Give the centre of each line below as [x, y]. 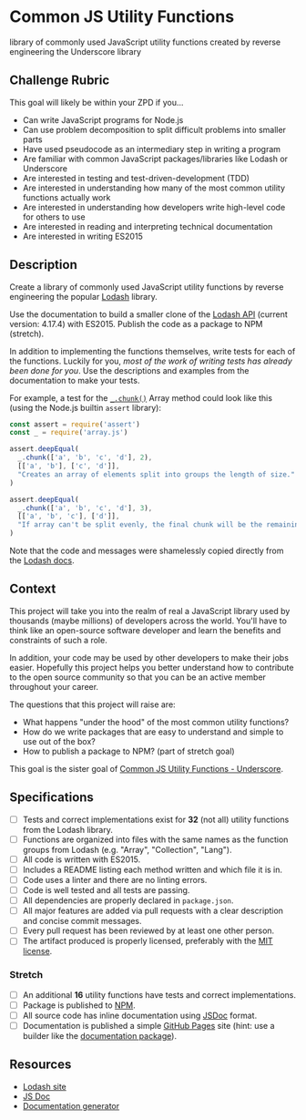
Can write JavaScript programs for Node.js [103, 119]
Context [33, 589]
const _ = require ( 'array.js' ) [69, 433]
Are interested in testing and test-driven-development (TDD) [136, 178]
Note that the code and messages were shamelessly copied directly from [147, 551]
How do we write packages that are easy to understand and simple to [153, 732]
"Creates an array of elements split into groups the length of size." [157, 474]
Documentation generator [71, 1105]
